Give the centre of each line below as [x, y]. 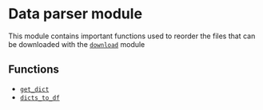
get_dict [34, 89]
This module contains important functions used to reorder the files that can [132, 36]
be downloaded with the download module [77, 44]
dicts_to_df [40, 98]
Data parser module [75, 14]
